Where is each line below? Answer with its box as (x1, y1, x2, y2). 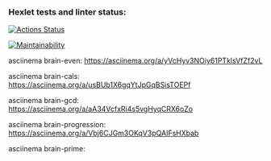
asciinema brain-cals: (8, 72, 81, 81)
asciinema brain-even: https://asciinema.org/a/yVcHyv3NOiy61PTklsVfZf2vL (8, 56, 263, 66)
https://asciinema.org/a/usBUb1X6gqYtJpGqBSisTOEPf (8, 80, 191, 90)
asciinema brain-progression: (8, 120, 106, 130)
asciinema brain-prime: (8, 144, 86, 154)
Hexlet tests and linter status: (8, 6, 127, 18)
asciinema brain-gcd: (8, 96, 79, 105)
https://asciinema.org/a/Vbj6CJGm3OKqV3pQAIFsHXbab (8, 128, 199, 138)
